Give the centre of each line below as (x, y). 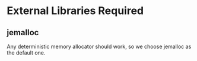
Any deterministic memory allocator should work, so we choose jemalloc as (99, 46)
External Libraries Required (75, 11)
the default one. (26, 53)
